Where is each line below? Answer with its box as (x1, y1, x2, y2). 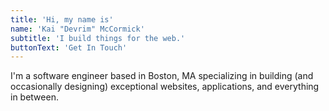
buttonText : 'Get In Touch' (10, 42, 128, 53)
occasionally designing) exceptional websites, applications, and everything (10, 81, 320, 93)
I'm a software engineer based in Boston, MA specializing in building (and (10, 70, 314, 82)
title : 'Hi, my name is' (10, 14, 114, 25)
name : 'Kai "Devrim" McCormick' (10, 24, 145, 34)
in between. (10, 91, 59, 103)
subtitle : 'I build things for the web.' (10, 33, 186, 43)
